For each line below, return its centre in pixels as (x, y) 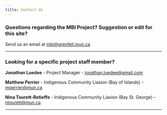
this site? (17, 33)
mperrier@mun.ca (24, 88)
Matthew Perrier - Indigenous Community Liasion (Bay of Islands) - (75, 82)
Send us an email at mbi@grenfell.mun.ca (48, 44)
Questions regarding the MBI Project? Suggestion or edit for (79, 27)
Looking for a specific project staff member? (60, 62)
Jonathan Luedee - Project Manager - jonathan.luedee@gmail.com (74, 73)
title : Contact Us (24, 10)
